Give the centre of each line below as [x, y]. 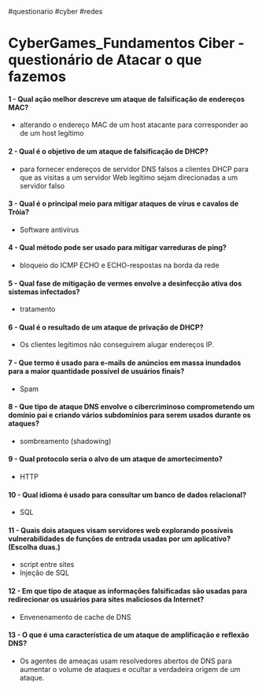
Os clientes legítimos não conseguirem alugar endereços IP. [117, 345]
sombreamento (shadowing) [65, 441]
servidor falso [42, 185]
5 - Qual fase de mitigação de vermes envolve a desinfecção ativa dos [125, 283]
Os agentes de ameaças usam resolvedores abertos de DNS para [125, 661]
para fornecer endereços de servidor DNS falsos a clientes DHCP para [134, 169]
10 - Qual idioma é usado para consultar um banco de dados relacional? [127, 494]
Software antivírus [49, 229]
